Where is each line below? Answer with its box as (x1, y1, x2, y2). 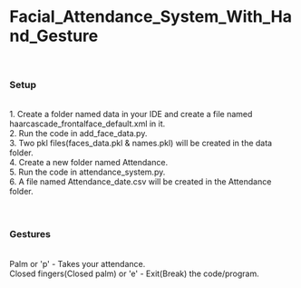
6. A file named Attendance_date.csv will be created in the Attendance (9, 176, 272, 187)
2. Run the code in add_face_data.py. (9, 128, 148, 139)
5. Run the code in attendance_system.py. (9, 166, 166, 178)
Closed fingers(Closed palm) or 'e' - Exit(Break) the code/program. (9, 268, 260, 279)
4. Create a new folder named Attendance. (9, 157, 169, 168)
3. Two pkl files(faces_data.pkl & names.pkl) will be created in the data (9, 138, 273, 149)
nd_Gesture (9, 25, 99, 46)
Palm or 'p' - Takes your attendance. (9, 258, 146, 269)
